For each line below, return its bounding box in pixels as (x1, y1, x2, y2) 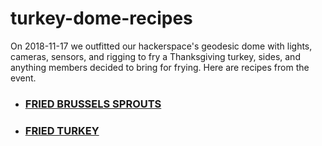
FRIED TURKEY (24, 123, 100, 137)
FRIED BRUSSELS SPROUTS (24, 97, 162, 111)
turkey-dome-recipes (10, 7, 193, 30)
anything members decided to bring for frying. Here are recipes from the (10, 61, 310, 73)
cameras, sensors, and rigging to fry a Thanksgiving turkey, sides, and (10, 50, 301, 62)
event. (10, 72, 37, 84)
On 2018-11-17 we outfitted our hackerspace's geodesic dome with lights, (10, 40, 313, 52)
